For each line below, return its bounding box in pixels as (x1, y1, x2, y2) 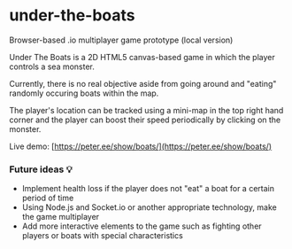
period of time (21, 192, 74, 204)
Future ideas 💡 (9, 163, 73, 175)
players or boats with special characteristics (21, 230, 183, 241)
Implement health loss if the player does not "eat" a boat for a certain (21, 183, 274, 194)
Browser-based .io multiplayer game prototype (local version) (9, 35, 234, 45)
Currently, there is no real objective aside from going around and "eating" (9, 78, 277, 89)
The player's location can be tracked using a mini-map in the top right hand (9, 105, 284, 115)
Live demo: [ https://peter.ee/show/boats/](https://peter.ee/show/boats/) (9, 141, 273, 152)
